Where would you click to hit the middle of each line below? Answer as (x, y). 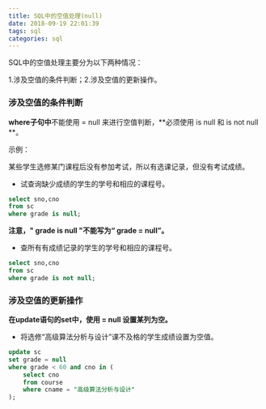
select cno (41, 375)
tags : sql (25, 31)
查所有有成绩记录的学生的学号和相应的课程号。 (98, 248)
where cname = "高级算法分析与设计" (79, 390)
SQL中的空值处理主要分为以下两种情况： (76, 62)
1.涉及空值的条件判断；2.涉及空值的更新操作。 (85, 80)
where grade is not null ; (52, 278)
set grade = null (38, 360)
